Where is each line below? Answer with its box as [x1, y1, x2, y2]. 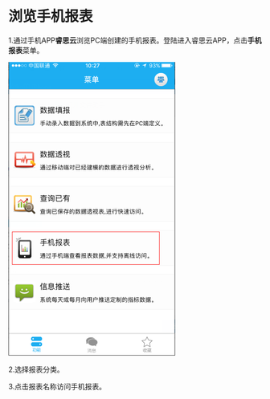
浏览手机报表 [8, 7, 94, 26]
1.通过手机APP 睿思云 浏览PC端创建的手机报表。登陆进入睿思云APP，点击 [8, 35, 247, 45]
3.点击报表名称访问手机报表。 [8, 381, 107, 391]
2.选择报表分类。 [8, 364, 64, 374]
